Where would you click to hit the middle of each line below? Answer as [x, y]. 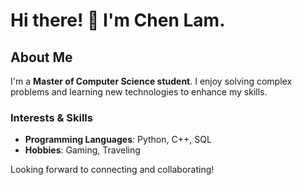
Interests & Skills [51, 117]
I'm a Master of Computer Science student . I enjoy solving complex [151, 81]
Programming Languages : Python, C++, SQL [118, 140]
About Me [41, 57]
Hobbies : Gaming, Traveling [82, 150]
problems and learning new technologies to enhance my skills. [139, 92]
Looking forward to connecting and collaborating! [112, 170]
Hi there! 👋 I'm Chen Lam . [118, 20]
